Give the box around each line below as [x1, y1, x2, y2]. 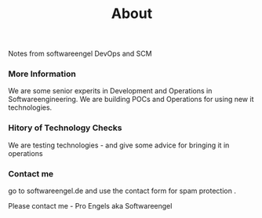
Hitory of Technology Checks [8, 122, 122, 133]
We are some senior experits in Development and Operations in [8, 86, 213, 96]
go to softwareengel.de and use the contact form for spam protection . [8, 186, 237, 196]
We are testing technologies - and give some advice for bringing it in [8, 140, 230, 150]
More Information [8, 68, 76, 79]
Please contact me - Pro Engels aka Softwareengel [8, 202, 173, 211]
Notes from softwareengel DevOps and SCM [8, 49, 152, 59]
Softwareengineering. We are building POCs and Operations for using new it [8, 95, 254, 104]
